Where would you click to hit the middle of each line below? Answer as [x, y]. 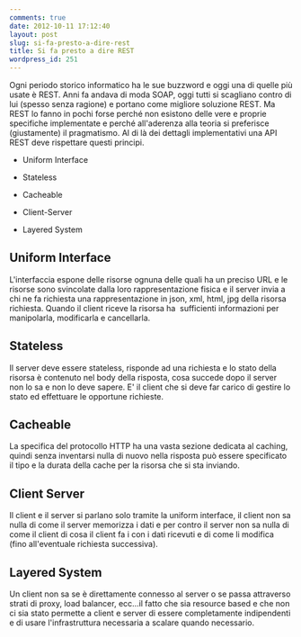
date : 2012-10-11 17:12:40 [60, 26]
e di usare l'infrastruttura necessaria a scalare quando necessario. [132, 623]
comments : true [38, 18]
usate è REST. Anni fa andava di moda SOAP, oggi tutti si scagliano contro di [150, 94]
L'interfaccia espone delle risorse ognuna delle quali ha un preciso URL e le [149, 279]
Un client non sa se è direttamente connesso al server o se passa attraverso [150, 594]
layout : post [34, 34]
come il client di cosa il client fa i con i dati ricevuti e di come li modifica [142, 534]
